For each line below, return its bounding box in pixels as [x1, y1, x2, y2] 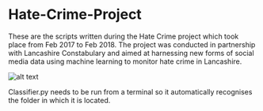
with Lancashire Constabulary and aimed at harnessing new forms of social [8, 48, 255, 57]
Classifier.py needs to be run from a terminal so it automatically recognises [8, 87, 253, 96]
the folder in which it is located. [8, 95, 111, 105]
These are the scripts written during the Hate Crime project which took [8, 31, 239, 41]
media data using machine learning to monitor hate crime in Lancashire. [8, 57, 242, 66]
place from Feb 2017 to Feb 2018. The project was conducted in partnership [8, 39, 256, 49]
